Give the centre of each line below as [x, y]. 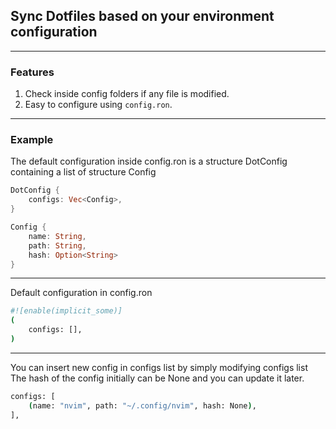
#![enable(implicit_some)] [66, 311]
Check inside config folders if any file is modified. [127, 94]
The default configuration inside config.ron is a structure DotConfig [149, 161]
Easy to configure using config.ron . [98, 105]
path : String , [57, 245]
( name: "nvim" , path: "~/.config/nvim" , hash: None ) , [142, 405]
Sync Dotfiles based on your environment [142, 16]
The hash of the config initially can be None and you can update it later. [157, 378]
